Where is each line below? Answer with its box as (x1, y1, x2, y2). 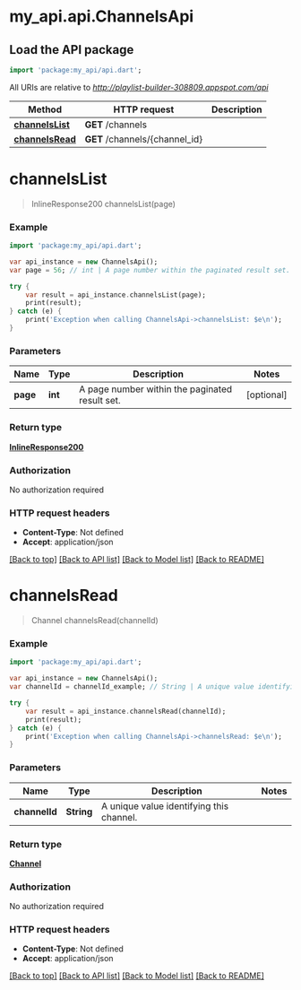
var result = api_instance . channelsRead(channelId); (25, 707, 227, 716)
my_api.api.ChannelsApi (9, 6, 194, 27)
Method (28, 103, 63, 116)
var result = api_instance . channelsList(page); (25, 290, 206, 300)
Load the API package (9, 42, 134, 57)
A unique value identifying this (101, 800, 229, 812)
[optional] (245, 388, 288, 401)
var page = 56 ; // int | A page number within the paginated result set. (9, 265, 291, 274)
